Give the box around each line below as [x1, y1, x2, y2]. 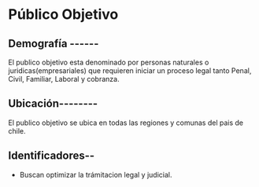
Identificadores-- [8, 149, 95, 163]
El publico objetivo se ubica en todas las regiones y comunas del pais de [8, 118, 244, 127]
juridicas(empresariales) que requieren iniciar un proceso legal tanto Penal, [8, 66, 252, 75]
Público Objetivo [8, 5, 119, 24]
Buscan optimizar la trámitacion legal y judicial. [19, 170, 172, 179]
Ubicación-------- [8, 97, 98, 111]
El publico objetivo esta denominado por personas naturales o [8, 57, 209, 67]
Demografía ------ [8, 37, 99, 50]
